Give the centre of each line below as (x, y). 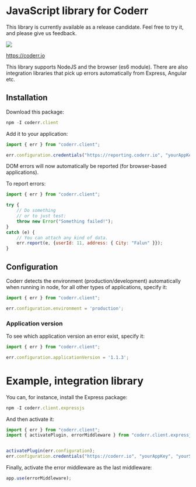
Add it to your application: (37, 133)
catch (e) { (20, 232)
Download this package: (35, 112)
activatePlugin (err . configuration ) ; (50, 451)
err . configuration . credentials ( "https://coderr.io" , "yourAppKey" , (90, 457)
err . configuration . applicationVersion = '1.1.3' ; (68, 357)
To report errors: (26, 184)
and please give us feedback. (41, 33)
